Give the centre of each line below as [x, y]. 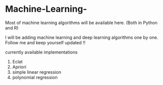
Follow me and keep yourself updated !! [45, 42]
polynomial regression [35, 77]
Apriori [19, 67]
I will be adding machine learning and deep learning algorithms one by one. [82, 37]
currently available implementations [41, 52]
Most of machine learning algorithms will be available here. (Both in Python [81, 23]
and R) [12, 28]
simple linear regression [37, 72]
